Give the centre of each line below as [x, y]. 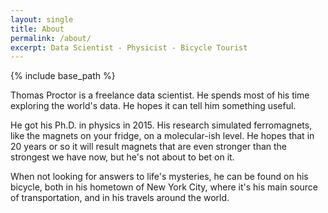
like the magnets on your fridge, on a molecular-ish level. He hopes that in [162, 136]
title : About [37, 29]
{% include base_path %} [63, 76]
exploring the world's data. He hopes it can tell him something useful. [153, 106]
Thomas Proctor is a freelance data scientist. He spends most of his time [160, 95]
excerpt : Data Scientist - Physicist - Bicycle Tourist [129, 47]
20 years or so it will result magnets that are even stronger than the [149, 147]
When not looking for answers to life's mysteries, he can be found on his [159, 177]
